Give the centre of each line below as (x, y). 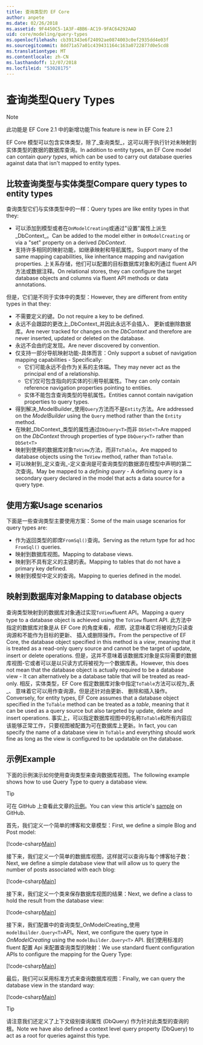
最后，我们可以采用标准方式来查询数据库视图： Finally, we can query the (96, 978)
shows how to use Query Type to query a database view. (77, 782)
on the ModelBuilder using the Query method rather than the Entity (98, 416)
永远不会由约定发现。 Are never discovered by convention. (87, 346)
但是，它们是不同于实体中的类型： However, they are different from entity (97, 297)
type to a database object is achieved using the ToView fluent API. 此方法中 (99, 620)
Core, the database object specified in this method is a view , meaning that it (101, 641)
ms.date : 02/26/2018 (32, 23)
